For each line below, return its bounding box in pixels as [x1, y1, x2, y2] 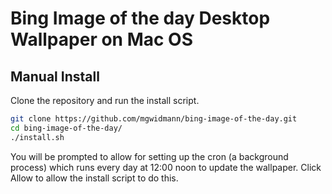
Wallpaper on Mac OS [10, 28, 194, 51]
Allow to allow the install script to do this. [10, 172, 179, 184]
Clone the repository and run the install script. [10, 95, 200, 106]
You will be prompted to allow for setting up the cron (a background [10, 150, 289, 162]
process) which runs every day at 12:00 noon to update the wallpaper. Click [10, 161, 322, 173]
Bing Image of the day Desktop [10, 7, 271, 30]
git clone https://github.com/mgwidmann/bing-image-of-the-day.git [10, 114, 298, 124]
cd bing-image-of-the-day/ [10, 123, 123, 133]
